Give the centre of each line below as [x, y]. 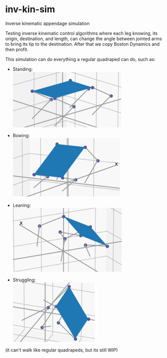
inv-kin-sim [30, 9]
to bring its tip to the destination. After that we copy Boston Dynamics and [82, 44]
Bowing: [21, 135]
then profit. [17, 49]
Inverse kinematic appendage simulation [47, 23]
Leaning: [22, 205]
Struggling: [24, 280]
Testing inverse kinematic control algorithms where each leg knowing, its [81, 33]
